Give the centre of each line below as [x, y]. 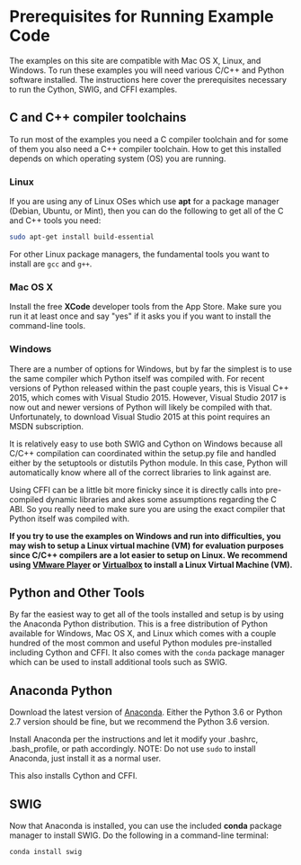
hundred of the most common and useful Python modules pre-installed [141, 643]
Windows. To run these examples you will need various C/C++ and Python [147, 70]
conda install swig [46, 851]
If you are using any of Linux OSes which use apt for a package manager [145, 202]
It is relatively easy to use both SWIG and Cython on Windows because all [146, 444]
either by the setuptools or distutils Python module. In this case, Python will [148, 463]
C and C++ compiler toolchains [98, 117]
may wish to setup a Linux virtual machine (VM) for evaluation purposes [147, 545]
